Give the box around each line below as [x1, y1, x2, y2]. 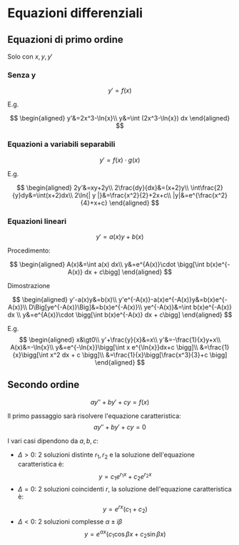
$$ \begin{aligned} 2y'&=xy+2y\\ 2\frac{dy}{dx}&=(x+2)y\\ [16, 183, 189, 192]
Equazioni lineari [7, 216, 66, 226]
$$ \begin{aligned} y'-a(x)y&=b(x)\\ [11, 295, 118, 304]
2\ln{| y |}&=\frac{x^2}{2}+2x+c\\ [74, 190, 171, 199]
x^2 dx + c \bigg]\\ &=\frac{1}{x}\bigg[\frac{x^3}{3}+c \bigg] [49, 350, 228, 359]
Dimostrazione [7, 281, 51, 290]
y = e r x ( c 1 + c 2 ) [102, 503, 148, 515]
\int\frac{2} [190, 183, 223, 192]
